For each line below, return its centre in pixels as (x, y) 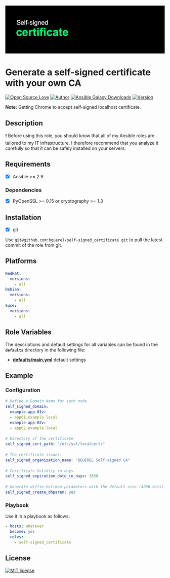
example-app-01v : (28, 412)
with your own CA (44, 83)
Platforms (21, 261)
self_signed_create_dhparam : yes (40, 492)
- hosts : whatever (25, 526)
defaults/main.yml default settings (49, 360)
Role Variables (28, 332)
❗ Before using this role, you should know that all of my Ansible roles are (80, 136)
